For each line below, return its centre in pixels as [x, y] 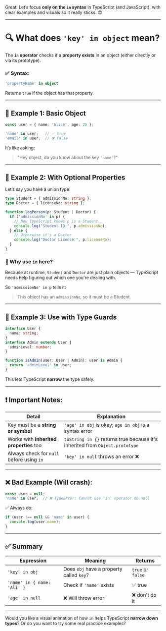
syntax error [78, 431]
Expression [33, 561]
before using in [25, 459]
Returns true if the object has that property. [50, 93]
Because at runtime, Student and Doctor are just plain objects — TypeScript [82, 273]
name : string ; [24, 333]
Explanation [111, 416]
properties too [25, 445]
